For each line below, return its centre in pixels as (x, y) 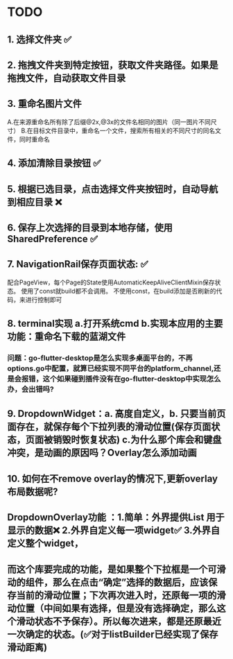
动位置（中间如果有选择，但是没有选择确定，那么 (112, 608)
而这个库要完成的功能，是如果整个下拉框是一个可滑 (116, 569)
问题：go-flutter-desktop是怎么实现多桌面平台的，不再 (100, 358)
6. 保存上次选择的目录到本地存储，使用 (90, 227)
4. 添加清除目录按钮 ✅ (54, 163)
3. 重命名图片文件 (44, 104)
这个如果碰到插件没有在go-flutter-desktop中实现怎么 (132, 379)
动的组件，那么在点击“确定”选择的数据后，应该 (108, 582)
